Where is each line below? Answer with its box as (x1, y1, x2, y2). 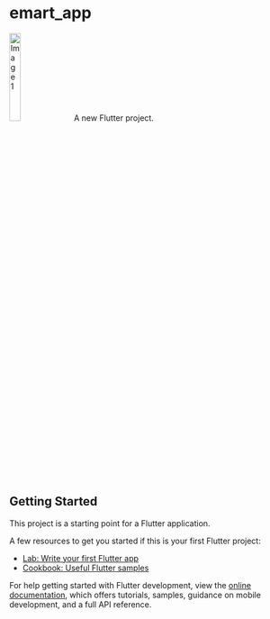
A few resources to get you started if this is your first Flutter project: (9, 535, 261, 546)
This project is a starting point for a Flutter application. (9, 517, 211, 529)
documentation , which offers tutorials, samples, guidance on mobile (9, 589, 261, 600)
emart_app (9, 3, 92, 23)
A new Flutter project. (73, 112, 155, 123)
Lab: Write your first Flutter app (22, 552, 139, 563)
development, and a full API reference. (9, 598, 152, 610)
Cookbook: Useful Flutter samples (22, 562, 149, 573)
